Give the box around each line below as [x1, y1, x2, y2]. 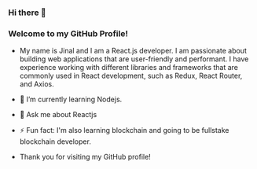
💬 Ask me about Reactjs [19, 110, 97, 119]
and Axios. [19, 79, 54, 89]
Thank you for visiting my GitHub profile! [19, 152, 151, 162]
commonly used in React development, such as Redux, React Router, [19, 71, 243, 81]
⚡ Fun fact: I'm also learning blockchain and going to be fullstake [19, 126, 229, 135]
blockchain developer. [19, 137, 92, 146]
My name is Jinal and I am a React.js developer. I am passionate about [19, 46, 248, 56]
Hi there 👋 [8, 7, 47, 18]
